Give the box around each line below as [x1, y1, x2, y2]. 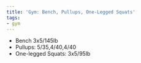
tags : [6, 15, 20, 21]
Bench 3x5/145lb [15, 37, 58, 45]
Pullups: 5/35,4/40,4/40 [15, 43, 77, 51]
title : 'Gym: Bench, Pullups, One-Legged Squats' [6, 9, 136, 15]
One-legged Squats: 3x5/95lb [15, 50, 91, 57]
